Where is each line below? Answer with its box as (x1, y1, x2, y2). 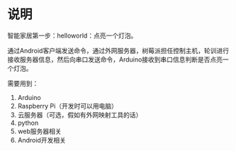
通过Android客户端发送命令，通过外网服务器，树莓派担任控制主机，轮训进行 (7, 46, 229, 55)
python (17, 118, 39, 127)
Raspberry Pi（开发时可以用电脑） (17, 101, 118, 110)
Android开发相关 (17, 135, 66, 144)
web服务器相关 (17, 127, 62, 135)
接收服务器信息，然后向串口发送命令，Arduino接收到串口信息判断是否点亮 (7, 55, 223, 64)
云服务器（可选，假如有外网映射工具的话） (17, 111, 142, 119)
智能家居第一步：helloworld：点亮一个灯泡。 (7, 31, 137, 40)
